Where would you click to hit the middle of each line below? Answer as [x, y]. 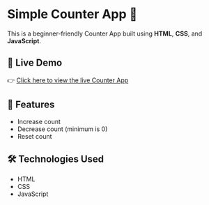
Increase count [39, 121]
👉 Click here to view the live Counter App [68, 80]
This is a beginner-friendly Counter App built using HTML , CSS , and [105, 33]
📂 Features [31, 105]
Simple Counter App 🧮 [72, 14]
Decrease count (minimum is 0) [62, 129]
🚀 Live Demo [35, 63]
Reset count [34, 136]
